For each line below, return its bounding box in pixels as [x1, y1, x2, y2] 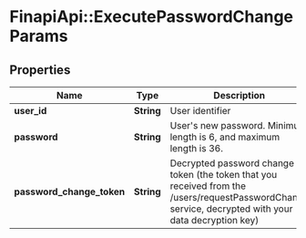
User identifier [169, 105, 231, 117]
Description [213, 89, 266, 101]
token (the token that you [169, 169, 278, 181]
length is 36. [169, 142, 224, 154]
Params [9, 26, 68, 47]
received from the [169, 180, 247, 192]
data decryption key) [169, 214, 260, 226]
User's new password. [169, 119, 266, 131]
